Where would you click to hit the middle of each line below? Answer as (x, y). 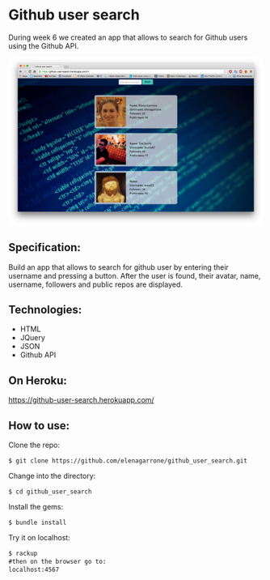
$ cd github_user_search (50, 492)
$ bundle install (38, 522)
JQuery (33, 338)
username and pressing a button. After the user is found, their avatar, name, (135, 275)
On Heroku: (38, 380)
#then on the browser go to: (57, 561)
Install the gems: (36, 506)
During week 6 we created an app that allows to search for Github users (128, 37)
